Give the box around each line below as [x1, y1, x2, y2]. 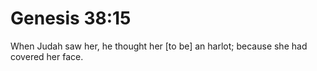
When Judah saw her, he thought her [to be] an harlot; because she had [10, 40, 308, 52]
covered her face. [10, 50, 84, 62]
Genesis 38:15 [10, 7, 132, 30]
